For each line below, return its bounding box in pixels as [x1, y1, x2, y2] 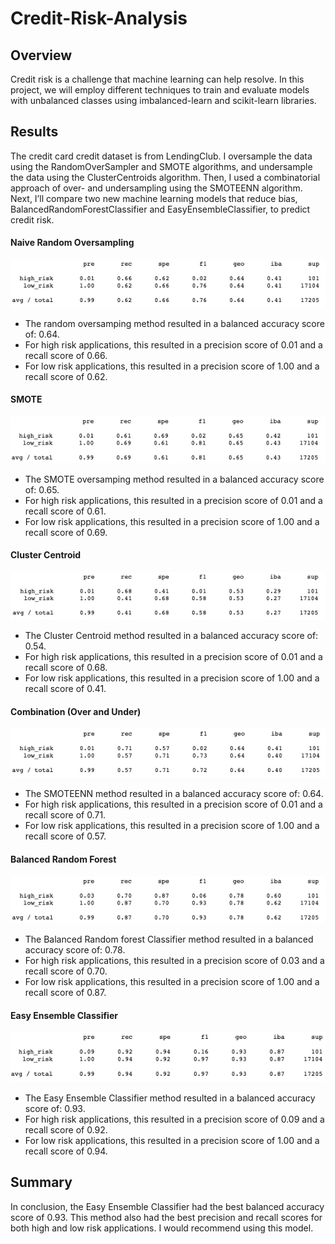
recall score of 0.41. [24, 683, 107, 695]
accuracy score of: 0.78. [24, 943, 126, 956]
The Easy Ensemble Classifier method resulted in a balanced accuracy [24, 1092, 316, 1104]
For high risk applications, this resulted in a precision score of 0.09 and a [24, 1113, 325, 1125]
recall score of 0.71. [24, 809, 107, 821]
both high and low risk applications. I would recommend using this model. [10, 1222, 314, 1234]
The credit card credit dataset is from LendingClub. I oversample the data [10, 150, 313, 162]
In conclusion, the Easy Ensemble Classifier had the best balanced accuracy [10, 1200, 325, 1212]
